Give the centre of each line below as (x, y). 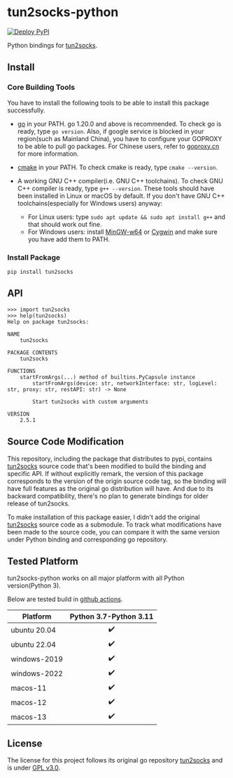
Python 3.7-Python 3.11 (112, 617)
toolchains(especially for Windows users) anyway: (90, 203)
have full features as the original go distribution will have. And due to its (110, 488)
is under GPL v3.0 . (34, 768)
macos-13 (29, 717)
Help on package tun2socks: (48, 322)
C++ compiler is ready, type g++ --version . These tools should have (116, 188)
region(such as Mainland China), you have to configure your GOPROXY (120, 138)
